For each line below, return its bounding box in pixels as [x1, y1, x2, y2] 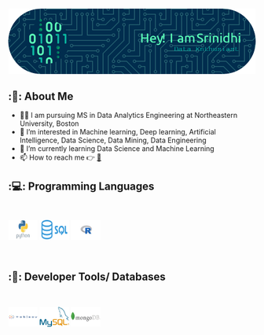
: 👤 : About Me [8, 90, 74, 103]
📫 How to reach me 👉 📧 [19, 153, 102, 162]
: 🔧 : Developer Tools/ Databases [8, 271, 167, 284]
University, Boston [19, 119, 79, 128]
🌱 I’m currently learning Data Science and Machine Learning [19, 144, 214, 153]
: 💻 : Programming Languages [8, 179, 155, 193]
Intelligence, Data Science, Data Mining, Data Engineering [19, 135, 207, 145]
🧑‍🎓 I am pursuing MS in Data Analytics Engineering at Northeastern [19, 111, 238, 120]
